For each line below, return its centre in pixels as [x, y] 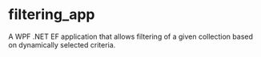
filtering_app [52, 15]
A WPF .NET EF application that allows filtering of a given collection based [131, 36]
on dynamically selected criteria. [62, 44]
